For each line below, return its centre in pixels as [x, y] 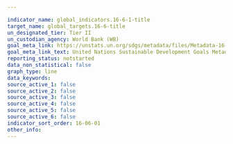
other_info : [24, 129]
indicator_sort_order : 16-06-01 [54, 123]
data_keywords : [29, 78]
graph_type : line [32, 71]
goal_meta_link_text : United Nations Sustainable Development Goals [108, 52]
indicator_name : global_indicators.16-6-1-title [79, 19]
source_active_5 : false [42, 111]
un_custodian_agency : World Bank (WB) [63, 39]
